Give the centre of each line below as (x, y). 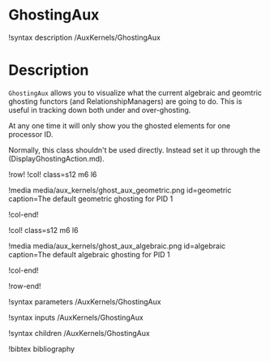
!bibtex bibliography (42, 349)
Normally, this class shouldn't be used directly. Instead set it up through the (135, 150)
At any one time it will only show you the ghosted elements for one (120, 125)
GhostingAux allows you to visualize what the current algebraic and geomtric (135, 93)
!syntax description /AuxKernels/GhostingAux (84, 37)
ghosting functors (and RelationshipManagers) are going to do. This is (125, 101)
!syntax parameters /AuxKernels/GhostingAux (85, 301)
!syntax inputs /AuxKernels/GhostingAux (76, 317)
